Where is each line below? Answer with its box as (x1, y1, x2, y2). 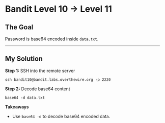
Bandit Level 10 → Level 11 (5, 3, 112, 15)
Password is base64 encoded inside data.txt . (5, 36, 99, 42)
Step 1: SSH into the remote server (5, 68, 75, 74)
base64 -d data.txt (5, 95, 45, 100)
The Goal (5, 23, 33, 31)
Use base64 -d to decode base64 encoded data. (12, 113, 110, 119)
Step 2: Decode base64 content (5, 86, 70, 92)
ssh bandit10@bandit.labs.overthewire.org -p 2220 (5, 77, 111, 82)
